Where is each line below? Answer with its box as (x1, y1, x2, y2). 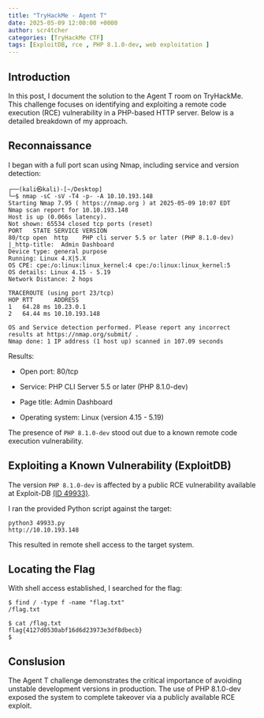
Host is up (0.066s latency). (8, 212, 108, 221)
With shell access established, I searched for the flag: (8, 584, 183, 593)
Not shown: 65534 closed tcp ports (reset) (8, 220, 154, 227)
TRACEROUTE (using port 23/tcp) (8, 289, 114, 297)
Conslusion (8, 655, 65, 668)
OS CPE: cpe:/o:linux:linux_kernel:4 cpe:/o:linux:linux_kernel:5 (8, 261, 231, 269)
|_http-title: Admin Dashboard (8, 240, 114, 249)
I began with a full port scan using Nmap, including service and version (8, 160, 239, 170)
